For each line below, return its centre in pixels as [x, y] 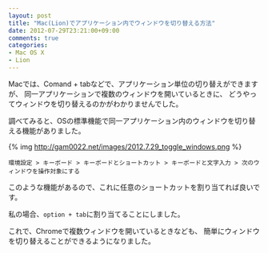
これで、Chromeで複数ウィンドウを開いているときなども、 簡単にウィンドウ [134, 231]
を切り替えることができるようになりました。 [82, 241]
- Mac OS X [26, 53]
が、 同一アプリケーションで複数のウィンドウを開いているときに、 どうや [129, 93]
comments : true [34, 38]
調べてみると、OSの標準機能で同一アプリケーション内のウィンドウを [122, 121]
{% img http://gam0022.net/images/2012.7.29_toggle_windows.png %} [125, 146]
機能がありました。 [54, 130]
